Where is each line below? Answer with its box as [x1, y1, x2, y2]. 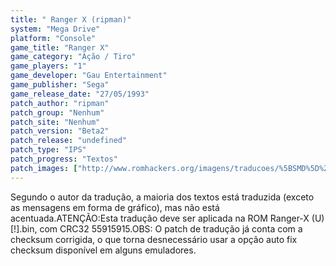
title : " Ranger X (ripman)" [10, 14, 132, 25]
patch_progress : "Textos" [10, 154, 118, 164]
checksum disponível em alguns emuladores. [10, 244, 197, 256]
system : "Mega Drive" [10, 24, 101, 34]
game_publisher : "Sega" [10, 80, 110, 90]
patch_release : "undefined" [10, 136, 128, 146]
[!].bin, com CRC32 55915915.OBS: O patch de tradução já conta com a [10, 222, 303, 235]
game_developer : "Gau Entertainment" [10, 71, 168, 81]
